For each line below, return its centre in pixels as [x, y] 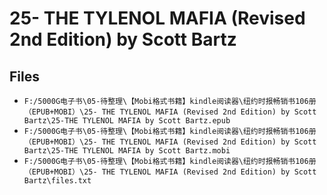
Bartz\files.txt [57, 181]
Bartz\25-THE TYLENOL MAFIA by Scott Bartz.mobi [127, 151]
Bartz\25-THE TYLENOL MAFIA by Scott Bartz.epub [127, 121]
